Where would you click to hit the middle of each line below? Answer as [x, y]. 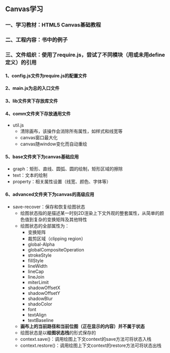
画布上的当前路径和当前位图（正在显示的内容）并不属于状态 [82, 326]
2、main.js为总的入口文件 [32, 88]
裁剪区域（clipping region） [57, 238]
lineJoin [36, 276]
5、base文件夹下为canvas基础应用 [42, 157]
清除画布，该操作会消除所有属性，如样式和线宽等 [71, 131]
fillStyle [36, 260]
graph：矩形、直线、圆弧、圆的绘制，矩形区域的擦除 [68, 169]
